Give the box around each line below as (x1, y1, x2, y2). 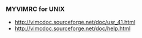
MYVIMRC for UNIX (6, 5, 65, 13)
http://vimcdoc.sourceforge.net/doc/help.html (14, 25, 131, 32)
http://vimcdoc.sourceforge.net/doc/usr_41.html (14, 19, 136, 26)
